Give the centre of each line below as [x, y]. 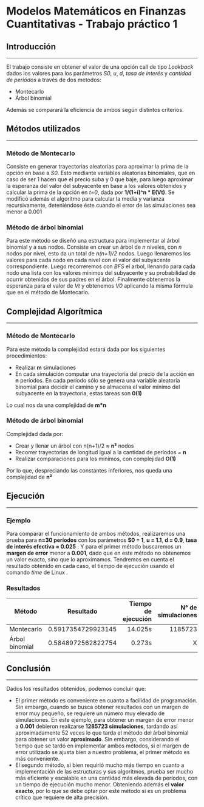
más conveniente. [37, 759]
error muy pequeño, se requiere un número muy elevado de [90, 713]
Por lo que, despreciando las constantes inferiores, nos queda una [89, 470]
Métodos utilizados [43, 129]
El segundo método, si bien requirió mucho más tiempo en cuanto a [100, 765]
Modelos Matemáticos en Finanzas [96, 11]
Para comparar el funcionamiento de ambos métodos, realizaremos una [96, 533]
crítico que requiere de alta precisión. [62, 797]
